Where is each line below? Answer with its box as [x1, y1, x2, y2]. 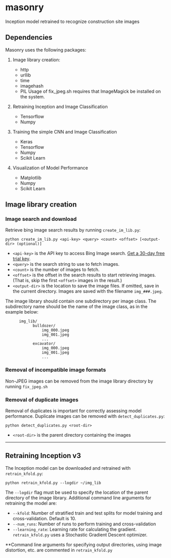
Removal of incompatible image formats [5, 366, 106, 373]
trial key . [12, 256, 31, 262]
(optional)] [16, 241, 42, 246]
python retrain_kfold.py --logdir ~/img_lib [5, 480, 101, 486]
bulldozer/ [32, 323, 56, 328]
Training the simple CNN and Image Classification [12, 129, 117, 135]
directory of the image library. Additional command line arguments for [5, 494, 152, 501]
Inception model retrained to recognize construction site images [5, 18, 140, 24]
